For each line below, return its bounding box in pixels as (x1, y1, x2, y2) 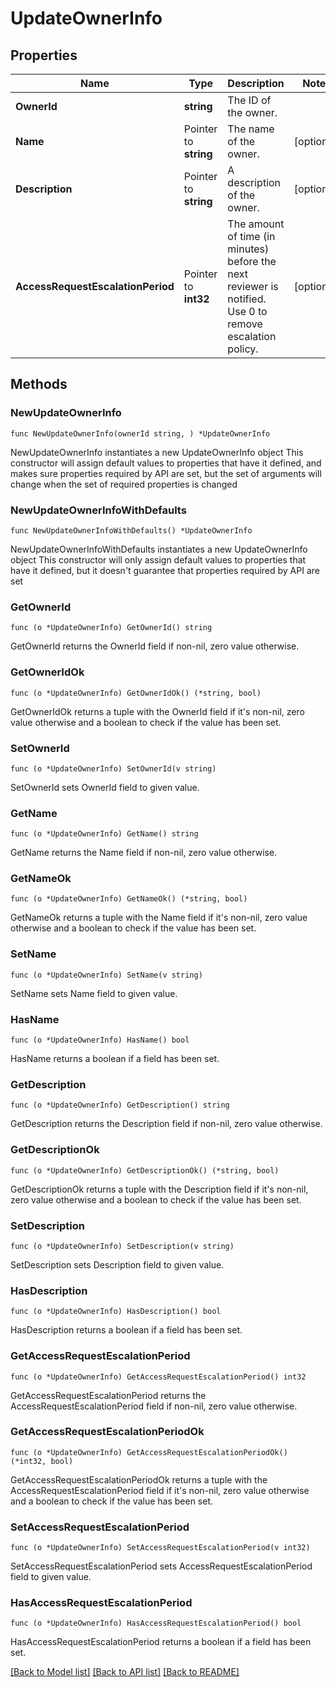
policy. (227, 342, 259, 356)
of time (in (227, 230, 276, 243)
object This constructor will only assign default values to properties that (10, 553, 307, 566)
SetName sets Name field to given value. (10, 987, 178, 999)
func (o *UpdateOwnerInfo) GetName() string (10, 829, 199, 839)
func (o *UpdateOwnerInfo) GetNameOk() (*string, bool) (10, 894, 248, 904)
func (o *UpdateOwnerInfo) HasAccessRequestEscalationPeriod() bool (10, 1618, 302, 1629)
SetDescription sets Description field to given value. (10, 1258, 225, 1271)
